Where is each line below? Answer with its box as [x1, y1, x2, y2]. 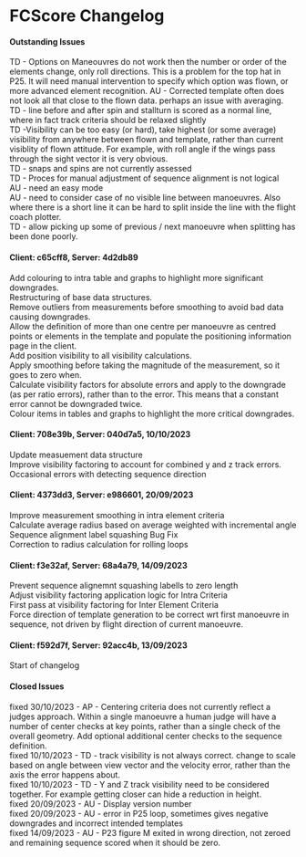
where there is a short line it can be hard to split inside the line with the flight [9, 202, 296, 213]
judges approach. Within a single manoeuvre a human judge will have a [9, 711, 277, 722]
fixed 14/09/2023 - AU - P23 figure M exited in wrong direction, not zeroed [9, 827, 291, 838]
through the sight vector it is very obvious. [9, 153, 168, 164]
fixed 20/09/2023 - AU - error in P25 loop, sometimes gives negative [9, 808, 269, 819]
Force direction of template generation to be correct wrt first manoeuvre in [9, 609, 290, 621]
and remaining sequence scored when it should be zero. [9, 837, 221, 848]
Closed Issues [9, 681, 65, 692]
